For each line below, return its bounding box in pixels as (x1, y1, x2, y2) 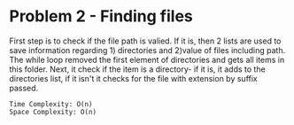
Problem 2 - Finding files (9, 6, 193, 27)
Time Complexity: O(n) (9, 99, 93, 108)
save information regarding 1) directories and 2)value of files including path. (9, 44, 286, 55)
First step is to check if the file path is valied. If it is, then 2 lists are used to (9, 35, 282, 46)
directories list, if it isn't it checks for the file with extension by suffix (9, 73, 259, 83)
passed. (9, 82, 39, 93)
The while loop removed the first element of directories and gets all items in (9, 54, 285, 65)
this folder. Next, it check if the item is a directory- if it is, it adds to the (9, 64, 266, 74)
